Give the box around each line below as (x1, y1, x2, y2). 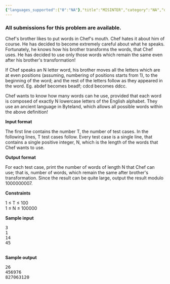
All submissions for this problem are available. (5, 24, 121, 31)
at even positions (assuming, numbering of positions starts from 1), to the (5, 72, 158, 78)
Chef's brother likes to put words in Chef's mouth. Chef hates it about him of (5, 35, 165, 41)
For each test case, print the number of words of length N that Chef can (5, 164, 155, 170)
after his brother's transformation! (5, 57, 76, 63)
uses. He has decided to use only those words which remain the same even (5, 52, 163, 58)
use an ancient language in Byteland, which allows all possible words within (5, 103, 163, 109)
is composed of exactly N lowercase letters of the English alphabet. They (5, 98, 158, 104)
